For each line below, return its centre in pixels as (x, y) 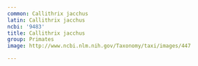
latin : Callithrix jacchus (46, 20)
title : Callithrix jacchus (46, 33)
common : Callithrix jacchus (48, 14)
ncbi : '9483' (26, 26)
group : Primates (31, 40)
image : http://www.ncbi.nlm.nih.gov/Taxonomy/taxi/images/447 (99, 46)
